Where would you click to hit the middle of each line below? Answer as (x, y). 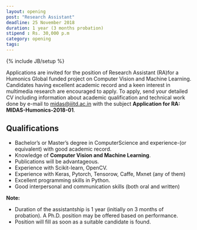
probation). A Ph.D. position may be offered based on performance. (96, 215)
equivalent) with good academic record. (63, 149)
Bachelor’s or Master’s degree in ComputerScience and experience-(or (100, 142)
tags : (13, 45)
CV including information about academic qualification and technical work (96, 97)
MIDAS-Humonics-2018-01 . (41, 110)
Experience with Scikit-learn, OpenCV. (61, 168)
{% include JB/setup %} (35, 61)
